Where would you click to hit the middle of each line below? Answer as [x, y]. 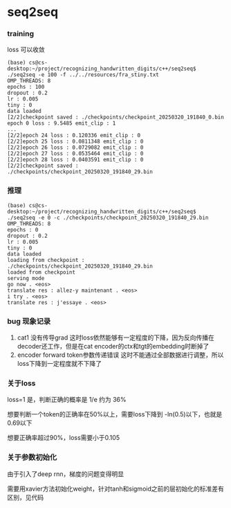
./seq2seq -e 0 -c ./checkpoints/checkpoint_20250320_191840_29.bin [108, 218]
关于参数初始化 [32, 457]
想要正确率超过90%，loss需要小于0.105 [63, 438]
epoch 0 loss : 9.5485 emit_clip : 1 [62, 123]
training [21, 34]
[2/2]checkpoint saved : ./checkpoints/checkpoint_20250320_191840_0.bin [116, 117]
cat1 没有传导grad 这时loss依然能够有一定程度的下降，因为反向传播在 [115, 338]
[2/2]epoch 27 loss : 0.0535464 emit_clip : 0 [75, 154]
